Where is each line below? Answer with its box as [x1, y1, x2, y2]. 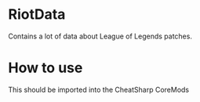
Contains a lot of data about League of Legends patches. [8, 31, 192, 41]
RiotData [8, 5, 66, 24]
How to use [8, 59, 83, 77]
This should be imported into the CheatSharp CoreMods [8, 85, 190, 94]
